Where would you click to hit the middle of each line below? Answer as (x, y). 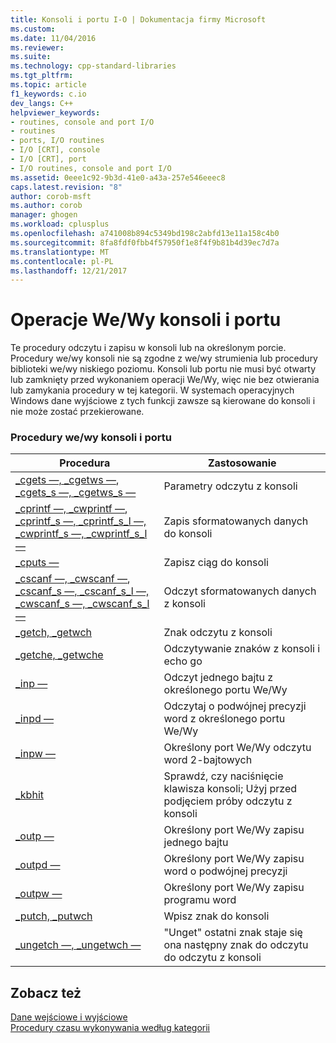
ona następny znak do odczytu (236, 945)
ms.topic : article (48, 85)
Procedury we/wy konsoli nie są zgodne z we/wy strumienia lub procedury (164, 358)
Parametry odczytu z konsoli (230, 486)
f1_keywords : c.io (48, 94)
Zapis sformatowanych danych (236, 521)
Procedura (85, 463)
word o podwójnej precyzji (225, 871)
